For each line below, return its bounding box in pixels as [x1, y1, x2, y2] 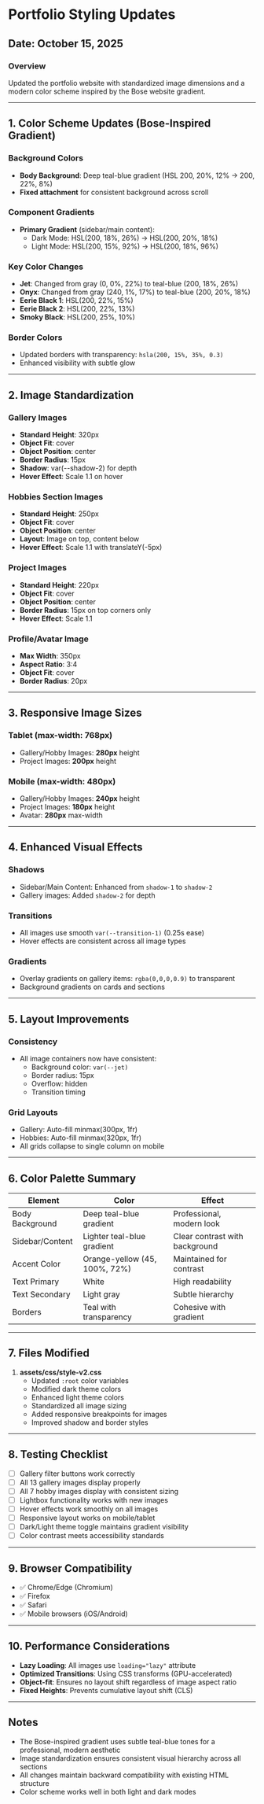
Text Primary [12, 1276, 60, 1287]
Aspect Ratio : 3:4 [19, 659, 78, 670]
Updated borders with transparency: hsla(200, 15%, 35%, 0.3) [19, 350, 224, 360]
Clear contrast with [173, 1231, 244, 1242]
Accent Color [12, 1259, 61, 1270]
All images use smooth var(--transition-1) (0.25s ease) [19, 928, 205, 937]
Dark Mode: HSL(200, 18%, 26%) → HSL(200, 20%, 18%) [31, 233, 218, 242]
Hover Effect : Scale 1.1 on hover [19, 472, 123, 481]
